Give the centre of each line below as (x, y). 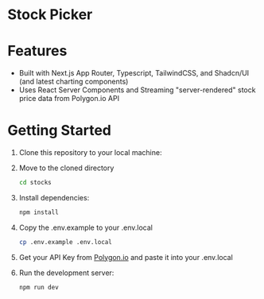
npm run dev (39, 287)
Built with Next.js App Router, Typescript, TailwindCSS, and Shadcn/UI (134, 73)
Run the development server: (66, 273)
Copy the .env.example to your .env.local (85, 227)
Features (37, 51)
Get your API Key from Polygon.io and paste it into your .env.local (126, 257)
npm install (39, 212)
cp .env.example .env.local (65, 242)
